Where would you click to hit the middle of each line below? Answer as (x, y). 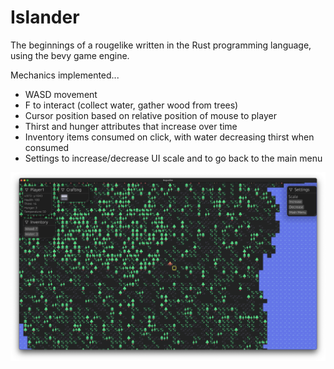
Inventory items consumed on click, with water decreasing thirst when (169, 137)
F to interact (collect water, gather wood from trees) (131, 105)
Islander (45, 17)
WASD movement (61, 94)
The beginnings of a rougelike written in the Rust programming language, (161, 45)
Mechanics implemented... (65, 75)
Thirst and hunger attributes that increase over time (131, 126)
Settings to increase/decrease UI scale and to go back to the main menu (173, 158)
